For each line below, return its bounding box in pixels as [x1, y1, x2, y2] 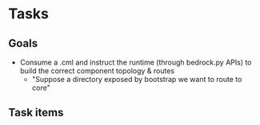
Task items [8, 106, 64, 119]
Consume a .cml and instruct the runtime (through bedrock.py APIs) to [19, 57, 252, 67]
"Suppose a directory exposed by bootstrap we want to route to [31, 75, 242, 84]
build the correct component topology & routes [19, 66, 174, 76]
